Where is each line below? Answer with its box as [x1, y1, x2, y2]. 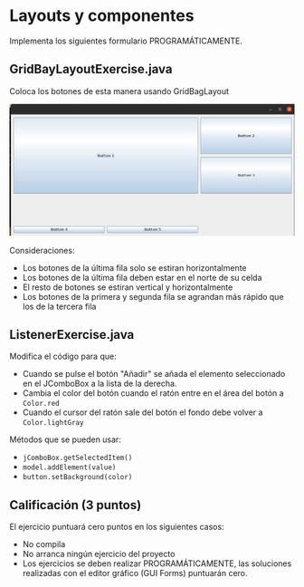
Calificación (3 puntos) [9, 497, 142, 513]
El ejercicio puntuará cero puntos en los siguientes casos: [9, 522, 224, 533]
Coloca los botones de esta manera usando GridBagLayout [9, 85, 229, 96]
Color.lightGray [22, 419, 84, 428]
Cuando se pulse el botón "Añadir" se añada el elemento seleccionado [22, 369, 286, 380]
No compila [22, 539, 66, 550]
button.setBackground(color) [22, 473, 133, 482]
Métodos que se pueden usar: [9, 434, 122, 445]
